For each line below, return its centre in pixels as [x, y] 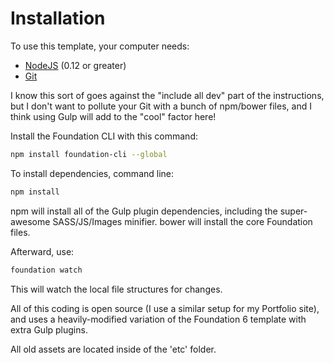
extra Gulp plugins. [49, 329]
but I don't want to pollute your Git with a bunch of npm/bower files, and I [161, 106]
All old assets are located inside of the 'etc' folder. [113, 349]
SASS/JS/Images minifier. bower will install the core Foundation [182, 221]
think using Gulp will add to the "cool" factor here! [113, 116]
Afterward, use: [42, 251]
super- [293, 211]
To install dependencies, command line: [92, 173]
